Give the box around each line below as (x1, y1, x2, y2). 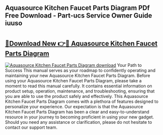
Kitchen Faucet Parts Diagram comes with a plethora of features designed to (5, 98, 159, 104)
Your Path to (117, 62, 142, 68)
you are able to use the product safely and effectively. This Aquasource (5, 94, 148, 99)
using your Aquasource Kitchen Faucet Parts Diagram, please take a (5, 78, 142, 83)
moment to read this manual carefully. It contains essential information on (5, 83, 152, 89)
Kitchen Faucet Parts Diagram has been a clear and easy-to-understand (5, 109, 149, 115)
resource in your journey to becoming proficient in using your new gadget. (5, 114, 154, 120)
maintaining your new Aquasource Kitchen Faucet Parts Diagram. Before (5, 73, 150, 78)
